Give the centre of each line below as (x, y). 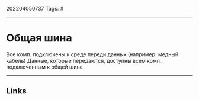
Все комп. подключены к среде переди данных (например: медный (92, 54)
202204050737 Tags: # (35, 9)
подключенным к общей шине (44, 67)
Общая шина (39, 38)
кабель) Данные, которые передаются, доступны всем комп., (85, 60)
